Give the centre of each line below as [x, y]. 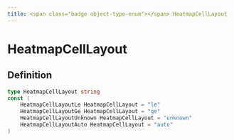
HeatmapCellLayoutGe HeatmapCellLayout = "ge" [90, 112]
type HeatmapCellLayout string [54, 92]
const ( [19, 98]
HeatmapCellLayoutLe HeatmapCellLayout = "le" [90, 105]
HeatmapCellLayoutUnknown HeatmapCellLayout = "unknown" [106, 118]
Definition [30, 75]
